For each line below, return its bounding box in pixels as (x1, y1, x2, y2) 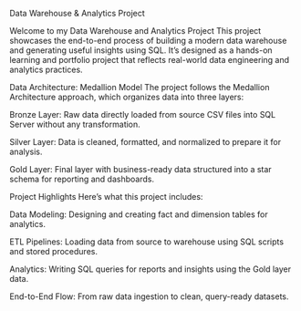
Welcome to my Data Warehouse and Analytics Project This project (9, 26, 262, 36)
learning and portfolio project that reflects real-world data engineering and (9, 55, 290, 65)
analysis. (9, 146, 43, 157)
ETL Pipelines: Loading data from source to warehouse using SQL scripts (9, 236, 285, 247)
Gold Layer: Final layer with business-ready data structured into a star (9, 164, 272, 174)
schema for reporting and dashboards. (9, 173, 155, 184)
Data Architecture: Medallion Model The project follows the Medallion (9, 82, 270, 92)
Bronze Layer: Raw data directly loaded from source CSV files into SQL (9, 109, 276, 119)
